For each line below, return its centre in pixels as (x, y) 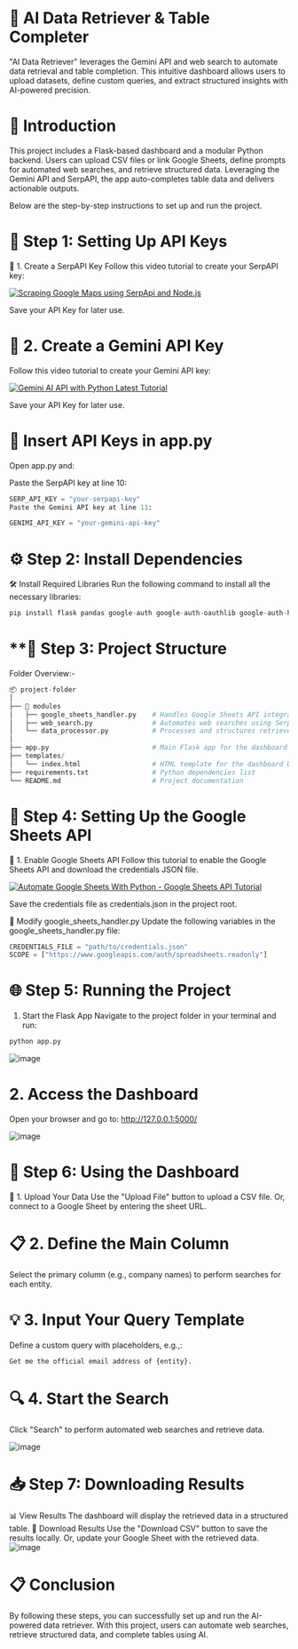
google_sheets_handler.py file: (65, 930)
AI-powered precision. (50, 90)
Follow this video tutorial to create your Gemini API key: (110, 370)
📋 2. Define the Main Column (119, 1244)
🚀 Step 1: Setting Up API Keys (118, 241)
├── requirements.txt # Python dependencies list (132, 772)
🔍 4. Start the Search (89, 1398)
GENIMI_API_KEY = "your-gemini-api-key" (85, 524)
